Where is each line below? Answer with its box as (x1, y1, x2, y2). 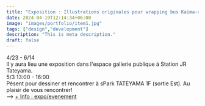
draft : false (6, 37, 40, 43)
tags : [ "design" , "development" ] (6, 26, 88, 32)
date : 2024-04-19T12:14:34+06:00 (6, 15, 92, 21)
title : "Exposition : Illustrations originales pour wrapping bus (6, 9, 179, 15)
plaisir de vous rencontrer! (6, 87, 73, 93)
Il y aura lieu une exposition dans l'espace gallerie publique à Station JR (6, 60, 187, 68)
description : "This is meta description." (6, 32, 116, 38)
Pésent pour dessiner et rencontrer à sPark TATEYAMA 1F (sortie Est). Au (6, 80, 190, 87)
